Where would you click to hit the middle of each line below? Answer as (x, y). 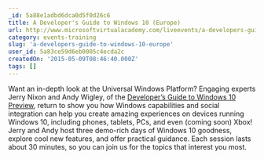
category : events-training (52, 37)
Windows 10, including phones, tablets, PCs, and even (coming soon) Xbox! (130, 121)
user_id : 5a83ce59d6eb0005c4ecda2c (66, 52)
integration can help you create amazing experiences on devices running (126, 114)
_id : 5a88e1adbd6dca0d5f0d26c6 (59, 15)
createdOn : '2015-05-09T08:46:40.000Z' (73, 60)
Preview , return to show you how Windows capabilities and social (114, 105)
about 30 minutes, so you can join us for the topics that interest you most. (128, 146)
